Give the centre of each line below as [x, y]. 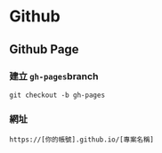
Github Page [44, 49]
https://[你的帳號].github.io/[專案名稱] [81, 140]
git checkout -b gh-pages [57, 95]
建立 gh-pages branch [54, 76]
